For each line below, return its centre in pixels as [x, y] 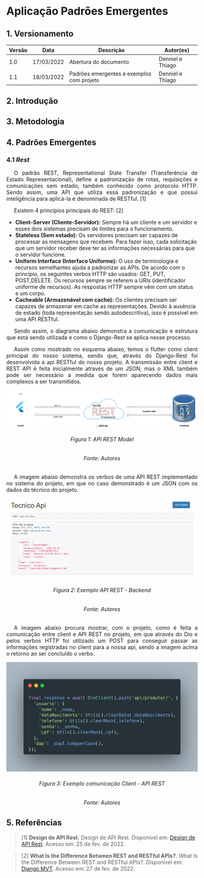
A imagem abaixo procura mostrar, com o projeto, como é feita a [106, 628]
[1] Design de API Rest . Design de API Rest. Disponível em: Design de [108, 837]
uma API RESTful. [37, 319]
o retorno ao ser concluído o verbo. [51, 654]
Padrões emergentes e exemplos [110, 74]
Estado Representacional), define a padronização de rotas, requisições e [102, 179]
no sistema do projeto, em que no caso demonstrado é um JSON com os [102, 483]
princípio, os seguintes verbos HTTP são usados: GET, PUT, [90, 274]
